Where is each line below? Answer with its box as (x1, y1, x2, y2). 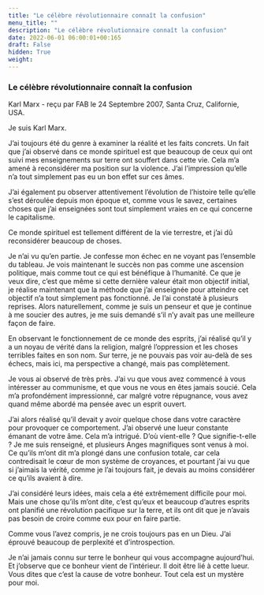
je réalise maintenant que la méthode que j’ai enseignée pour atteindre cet (8, 285, 249, 294)
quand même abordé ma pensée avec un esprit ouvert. (8, 399, 187, 409)
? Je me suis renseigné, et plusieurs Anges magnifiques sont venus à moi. (8, 440, 249, 450)
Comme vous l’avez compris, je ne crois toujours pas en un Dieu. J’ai (8, 530, 231, 539)
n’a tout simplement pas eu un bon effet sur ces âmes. (8, 172, 184, 181)
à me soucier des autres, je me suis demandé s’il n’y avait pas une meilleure (8, 310, 255, 320)
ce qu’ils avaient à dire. (8, 473, 84, 483)
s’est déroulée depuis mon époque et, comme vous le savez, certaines (8, 196, 238, 205)
